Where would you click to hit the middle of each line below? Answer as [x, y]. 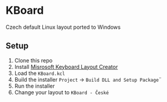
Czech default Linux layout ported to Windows [63, 27]
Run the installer [35, 86]
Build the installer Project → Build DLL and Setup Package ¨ [88, 79]
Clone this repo [33, 60]
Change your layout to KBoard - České [61, 92]
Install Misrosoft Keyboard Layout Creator [66, 67]
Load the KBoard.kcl [40, 73]
